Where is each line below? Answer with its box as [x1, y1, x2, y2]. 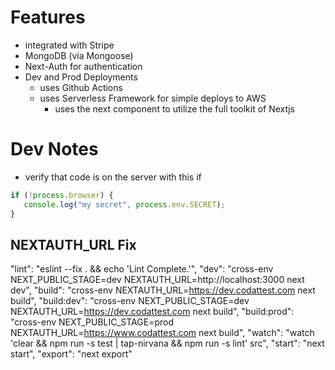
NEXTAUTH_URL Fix [10, 236, 137, 253]
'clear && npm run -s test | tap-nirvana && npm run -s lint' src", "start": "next [10, 337, 325, 350]
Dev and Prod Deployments [24, 71, 138, 83]
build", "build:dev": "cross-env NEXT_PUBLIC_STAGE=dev [10, 295, 250, 307]
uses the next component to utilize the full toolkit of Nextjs [54, 102, 296, 115]
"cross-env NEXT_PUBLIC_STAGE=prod [10, 316, 174, 328]
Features [10, 6, 86, 29]
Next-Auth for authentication [24, 60, 143, 72]
